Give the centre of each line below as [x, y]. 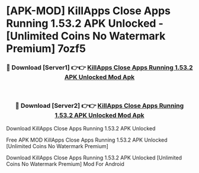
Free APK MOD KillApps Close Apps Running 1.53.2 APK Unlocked [87, 140]
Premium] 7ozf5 [46, 49]
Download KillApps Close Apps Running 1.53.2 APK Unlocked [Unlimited [94, 158]
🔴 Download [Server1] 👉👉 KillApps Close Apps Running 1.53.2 [99, 68]
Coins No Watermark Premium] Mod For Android [65, 164]
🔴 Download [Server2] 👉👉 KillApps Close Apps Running [99, 106]
